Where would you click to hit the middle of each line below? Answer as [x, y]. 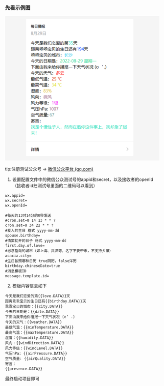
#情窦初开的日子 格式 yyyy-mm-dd [36, 241]
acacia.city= [18, 256]
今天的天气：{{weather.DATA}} [34, 322]
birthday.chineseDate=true [33, 266]
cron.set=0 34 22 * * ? [29, 225]
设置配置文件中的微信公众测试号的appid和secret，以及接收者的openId [82, 179]
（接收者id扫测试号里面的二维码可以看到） [55, 186]
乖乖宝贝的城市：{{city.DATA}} [34, 307]
